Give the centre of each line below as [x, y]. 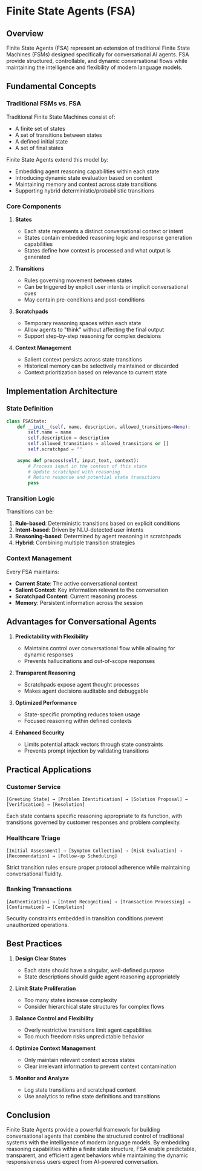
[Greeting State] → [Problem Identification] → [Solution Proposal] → [97, 800]
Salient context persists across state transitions [83, 359]
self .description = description [69, 438]
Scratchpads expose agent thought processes [82, 684]
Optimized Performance [46, 702]
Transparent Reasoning [45, 673]
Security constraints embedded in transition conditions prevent [85, 918]
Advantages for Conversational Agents [82, 622]
